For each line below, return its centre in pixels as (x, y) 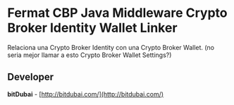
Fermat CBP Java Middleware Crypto (117, 13)
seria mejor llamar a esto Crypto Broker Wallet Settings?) (90, 55)
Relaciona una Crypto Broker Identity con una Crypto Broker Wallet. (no (111, 47)
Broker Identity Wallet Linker (92, 28)
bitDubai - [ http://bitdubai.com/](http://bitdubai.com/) (86, 94)
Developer (31, 77)
